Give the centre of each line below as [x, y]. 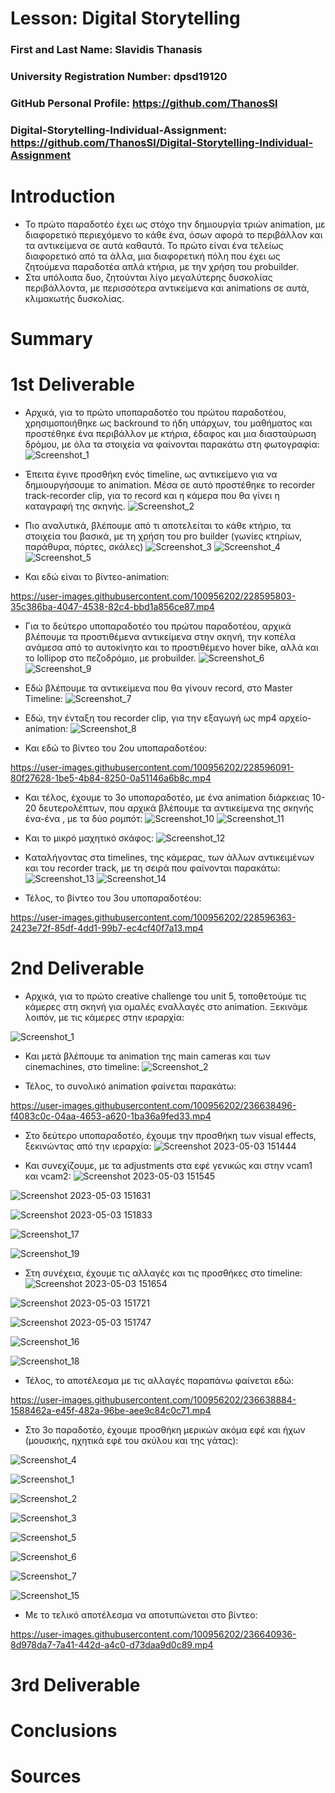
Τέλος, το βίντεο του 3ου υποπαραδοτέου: [113, 898]
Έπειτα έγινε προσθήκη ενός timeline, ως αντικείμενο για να [151, 474]
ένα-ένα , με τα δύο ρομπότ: [83, 818]
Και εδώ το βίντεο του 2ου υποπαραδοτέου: [116, 748]
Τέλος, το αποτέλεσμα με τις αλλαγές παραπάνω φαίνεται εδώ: [159, 1380]
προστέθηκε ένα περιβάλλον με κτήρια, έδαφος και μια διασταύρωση [170, 433]
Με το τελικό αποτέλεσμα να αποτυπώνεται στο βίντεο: [141, 1614]
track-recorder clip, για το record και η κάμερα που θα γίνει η [152, 495]
